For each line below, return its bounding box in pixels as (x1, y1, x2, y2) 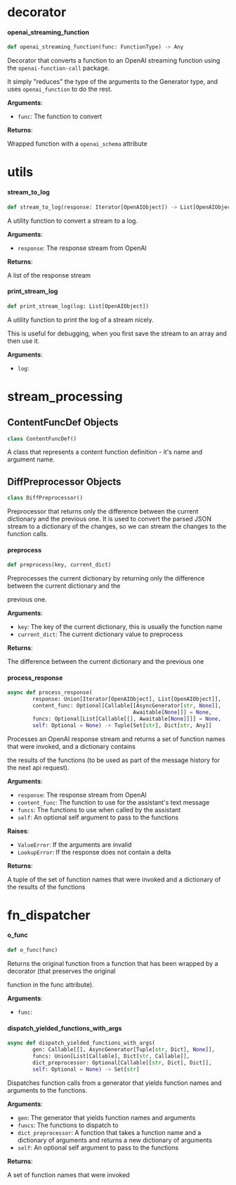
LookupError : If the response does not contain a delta (17, 848, 171, 856)
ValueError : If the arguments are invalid (17, 840, 132, 849)
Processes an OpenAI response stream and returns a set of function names (7, 734, 226, 743)
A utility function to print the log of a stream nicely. (7, 315, 155, 324)
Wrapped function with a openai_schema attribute (7, 139, 147, 148)
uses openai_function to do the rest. (7, 85, 112, 94)
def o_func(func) (7, 947, 58, 954)
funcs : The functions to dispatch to (17, 1121, 119, 1129)
